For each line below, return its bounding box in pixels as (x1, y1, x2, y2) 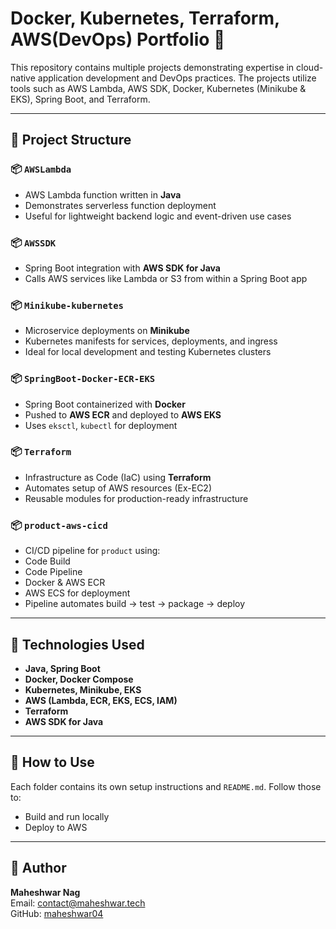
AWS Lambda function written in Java (24, 188, 182, 201)
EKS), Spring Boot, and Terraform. (10, 93, 151, 105)
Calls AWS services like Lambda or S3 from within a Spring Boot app (24, 272, 308, 284)
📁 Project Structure (10, 132, 132, 149)
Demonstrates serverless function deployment (24, 199, 217, 211)
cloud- (296, 61, 324, 73)
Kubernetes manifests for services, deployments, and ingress (24, 335, 278, 347)
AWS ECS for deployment (24, 587, 131, 599)
